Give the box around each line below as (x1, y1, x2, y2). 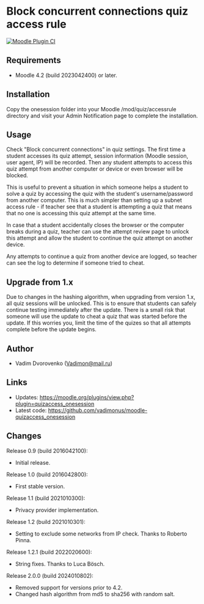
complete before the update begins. (6, 326, 97, 333)
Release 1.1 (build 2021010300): (6, 494, 86, 502)
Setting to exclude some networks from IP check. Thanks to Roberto (15, 530, 188, 537)
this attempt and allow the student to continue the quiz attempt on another (6, 234, 194, 242)
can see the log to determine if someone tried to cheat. (6, 259, 145, 267)
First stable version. (15, 482, 65, 490)
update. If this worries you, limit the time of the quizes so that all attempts (6, 319, 191, 326)
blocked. (6, 172, 29, 179)
